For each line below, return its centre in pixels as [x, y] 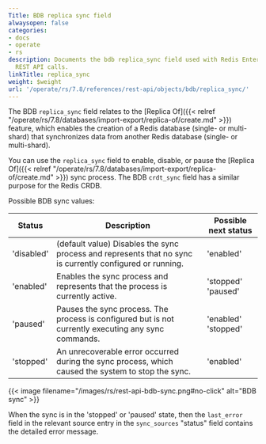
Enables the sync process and [112, 276]
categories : [28, 30]
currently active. [87, 296]
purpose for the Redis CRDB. [55, 186]
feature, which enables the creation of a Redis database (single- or [117, 128]
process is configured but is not [115, 319]
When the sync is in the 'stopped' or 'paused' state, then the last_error [125, 415]
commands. [78, 339]
